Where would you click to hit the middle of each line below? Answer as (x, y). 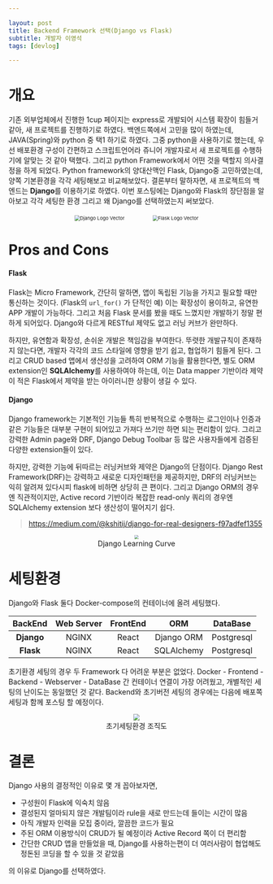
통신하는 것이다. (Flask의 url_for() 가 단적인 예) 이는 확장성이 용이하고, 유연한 (133, 303)
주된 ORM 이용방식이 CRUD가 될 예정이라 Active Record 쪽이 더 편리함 (133, 834)
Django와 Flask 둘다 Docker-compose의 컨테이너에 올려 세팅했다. (115, 603)
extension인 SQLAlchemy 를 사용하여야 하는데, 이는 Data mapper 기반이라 (128, 370)
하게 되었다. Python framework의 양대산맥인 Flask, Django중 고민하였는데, (143, 171)
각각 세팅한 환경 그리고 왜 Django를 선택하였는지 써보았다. (122, 201)
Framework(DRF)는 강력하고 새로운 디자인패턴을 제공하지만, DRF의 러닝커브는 (133, 477)
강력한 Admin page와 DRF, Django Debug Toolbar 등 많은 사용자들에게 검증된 (134, 439)
